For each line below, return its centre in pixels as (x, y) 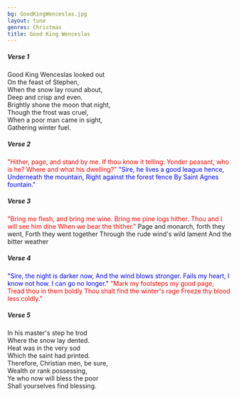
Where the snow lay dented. (49, 341)
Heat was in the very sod (44, 348)
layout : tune (27, 21)
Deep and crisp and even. (45, 98)
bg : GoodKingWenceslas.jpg (47, 14)
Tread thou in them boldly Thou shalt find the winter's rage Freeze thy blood (119, 291)
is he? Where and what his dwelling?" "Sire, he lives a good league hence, (116, 170)
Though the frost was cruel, (48, 113)
